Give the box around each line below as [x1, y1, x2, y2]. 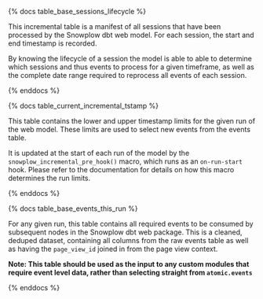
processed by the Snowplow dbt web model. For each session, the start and [8, 31, 254, 39]
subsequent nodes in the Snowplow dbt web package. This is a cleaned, [8, 227, 243, 237]
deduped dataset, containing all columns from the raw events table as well [8, 236, 249, 245]
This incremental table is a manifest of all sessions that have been [8, 22, 221, 31]
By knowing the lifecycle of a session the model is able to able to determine [8, 54, 253, 63]
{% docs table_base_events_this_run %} [8, 204, 139, 213]
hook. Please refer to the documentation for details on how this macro [8, 165, 235, 174]
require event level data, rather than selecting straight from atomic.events [8, 268, 253, 277]
